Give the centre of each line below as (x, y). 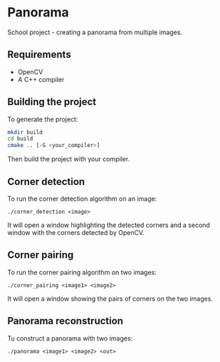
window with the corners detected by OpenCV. (76, 232)
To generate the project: (43, 119)
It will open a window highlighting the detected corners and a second (109, 225)
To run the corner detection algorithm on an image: (82, 198)
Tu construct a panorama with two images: (70, 338)
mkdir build (25, 132)
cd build (20, 139)
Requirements (39, 55)
